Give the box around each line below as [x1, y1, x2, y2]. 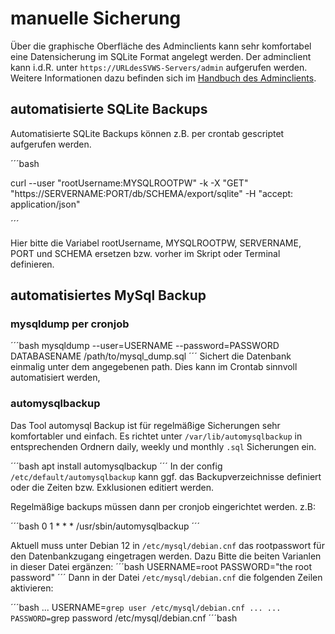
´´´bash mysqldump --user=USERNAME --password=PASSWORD [10, 340, 280, 352]
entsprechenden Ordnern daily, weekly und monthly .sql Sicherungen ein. [10, 440, 317, 452]
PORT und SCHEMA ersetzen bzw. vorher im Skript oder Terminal [10, 247, 281, 259]
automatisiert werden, [10, 372, 101, 384]
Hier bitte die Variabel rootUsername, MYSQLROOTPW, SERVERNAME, [10, 237, 302, 249]
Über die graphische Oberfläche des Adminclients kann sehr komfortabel [10, 40, 312, 52]
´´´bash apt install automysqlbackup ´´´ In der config [10, 460, 223, 472]
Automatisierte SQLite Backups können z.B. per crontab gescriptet [10, 127, 285, 139]
